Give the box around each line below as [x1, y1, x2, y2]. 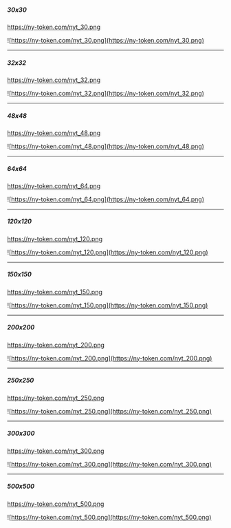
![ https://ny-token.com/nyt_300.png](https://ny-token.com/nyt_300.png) [7, 460, 212, 468]
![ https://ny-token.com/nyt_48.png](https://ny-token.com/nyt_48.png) [7, 142, 205, 150]
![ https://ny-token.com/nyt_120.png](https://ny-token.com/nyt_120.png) [7, 248, 208, 256]
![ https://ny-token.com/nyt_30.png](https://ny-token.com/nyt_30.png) [7, 36, 205, 44]
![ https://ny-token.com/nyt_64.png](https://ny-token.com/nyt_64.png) [7, 195, 205, 203]
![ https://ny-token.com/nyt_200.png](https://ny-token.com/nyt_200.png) [7, 354, 212, 362]
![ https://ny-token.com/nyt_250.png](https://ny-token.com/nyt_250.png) [7, 407, 212, 415]
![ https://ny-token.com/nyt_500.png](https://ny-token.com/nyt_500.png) [7, 513, 212, 521]
